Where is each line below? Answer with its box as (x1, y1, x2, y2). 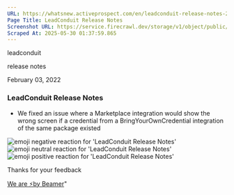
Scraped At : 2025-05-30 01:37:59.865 (7, 29, 117, 37)
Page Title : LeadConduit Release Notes (7, 17, 123, 24)
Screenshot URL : (7, 23, 54, 30)
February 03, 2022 (7, 76, 61, 84)
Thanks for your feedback (7, 165, 82, 174)
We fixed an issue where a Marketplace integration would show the (17, 109, 210, 117)
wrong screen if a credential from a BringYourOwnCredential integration (17, 116, 224, 125)
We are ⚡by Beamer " (7, 179, 68, 188)
